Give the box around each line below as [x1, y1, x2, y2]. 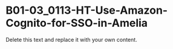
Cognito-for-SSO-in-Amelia [5, 16, 148, 30]
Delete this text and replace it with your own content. [5, 36, 137, 43]
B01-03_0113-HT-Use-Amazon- [5, 4, 168, 17]
